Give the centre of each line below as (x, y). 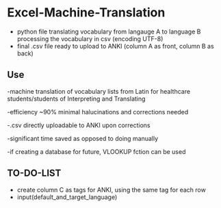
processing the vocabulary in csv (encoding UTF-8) (90, 38)
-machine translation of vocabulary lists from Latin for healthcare (99, 91)
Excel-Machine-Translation (86, 13)
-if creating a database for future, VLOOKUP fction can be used (96, 151)
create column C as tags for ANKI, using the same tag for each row (112, 190)
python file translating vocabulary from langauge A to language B (109, 31)
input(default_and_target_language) (67, 197)
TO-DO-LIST (34, 173)
